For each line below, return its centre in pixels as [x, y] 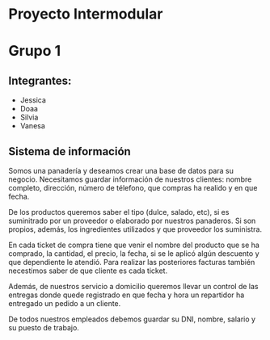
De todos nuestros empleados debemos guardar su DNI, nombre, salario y [132, 319]
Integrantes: [40, 80]
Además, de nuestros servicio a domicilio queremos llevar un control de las [133, 286]
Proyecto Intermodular [86, 14]
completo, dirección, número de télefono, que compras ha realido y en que [133, 188]
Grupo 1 [35, 51]
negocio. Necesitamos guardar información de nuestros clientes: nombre [130, 179]
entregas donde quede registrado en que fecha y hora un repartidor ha [127, 295]
